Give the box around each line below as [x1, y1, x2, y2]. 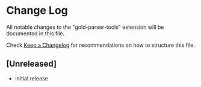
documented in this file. [6, 29, 65, 37]
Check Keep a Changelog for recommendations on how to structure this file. [6, 41, 196, 49]
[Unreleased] [6, 59, 57, 69]
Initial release [14, 74, 48, 82]
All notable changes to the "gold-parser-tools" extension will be [6, 23, 164, 31]
